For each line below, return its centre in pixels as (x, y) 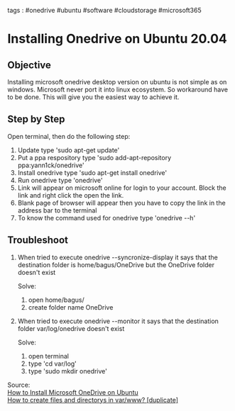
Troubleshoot (38, 240)
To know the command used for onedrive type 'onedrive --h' (106, 218)
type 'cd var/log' (52, 364)
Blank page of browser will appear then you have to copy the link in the (121, 203)
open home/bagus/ (56, 300)
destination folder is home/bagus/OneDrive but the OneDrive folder (116, 264)
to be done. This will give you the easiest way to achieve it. (93, 97)
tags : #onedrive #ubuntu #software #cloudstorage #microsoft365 (105, 10)
